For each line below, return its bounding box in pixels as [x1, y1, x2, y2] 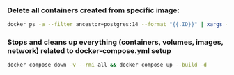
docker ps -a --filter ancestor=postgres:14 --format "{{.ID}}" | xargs [7, 21, 223, 28]
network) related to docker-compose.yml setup [7, 46, 172, 56]
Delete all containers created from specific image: [7, 6, 180, 15]
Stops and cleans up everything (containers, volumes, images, [7, 37, 224, 47]
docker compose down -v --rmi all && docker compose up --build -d [7, 61, 208, 69]
